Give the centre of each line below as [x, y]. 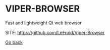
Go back [14, 42]
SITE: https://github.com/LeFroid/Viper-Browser [55, 32]
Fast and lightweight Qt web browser [44, 23]
